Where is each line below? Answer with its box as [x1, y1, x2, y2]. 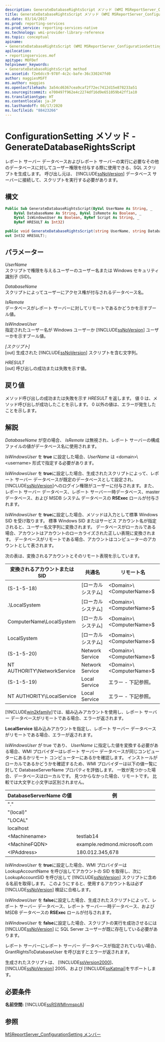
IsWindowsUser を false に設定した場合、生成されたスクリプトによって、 [5, 897, 152, 903]
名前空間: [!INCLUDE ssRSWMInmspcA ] [5, 1002, 84, 1008]
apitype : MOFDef [5, 58, 38, 63]
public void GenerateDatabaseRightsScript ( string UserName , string [5, 229, 146, 234]
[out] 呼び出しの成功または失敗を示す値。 [5, 365, 89, 371]
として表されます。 [18, 542, 56, 548]
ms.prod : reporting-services [5, 21, 65, 26]
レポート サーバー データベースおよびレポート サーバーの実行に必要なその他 [5, 158, 159, 164]
